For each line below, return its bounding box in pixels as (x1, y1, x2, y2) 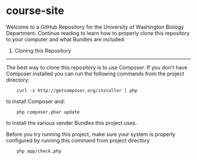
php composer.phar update (16, 109, 80, 115)
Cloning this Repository (14, 47, 72, 54)
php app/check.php (16, 148, 62, 154)
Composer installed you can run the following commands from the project (6, 70, 185, 77)
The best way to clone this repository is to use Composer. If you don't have (6, 64, 188, 71)
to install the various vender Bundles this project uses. (6, 119, 137, 126)
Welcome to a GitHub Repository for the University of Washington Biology (6, 23, 184, 30)
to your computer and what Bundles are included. (6, 36, 126, 43)
